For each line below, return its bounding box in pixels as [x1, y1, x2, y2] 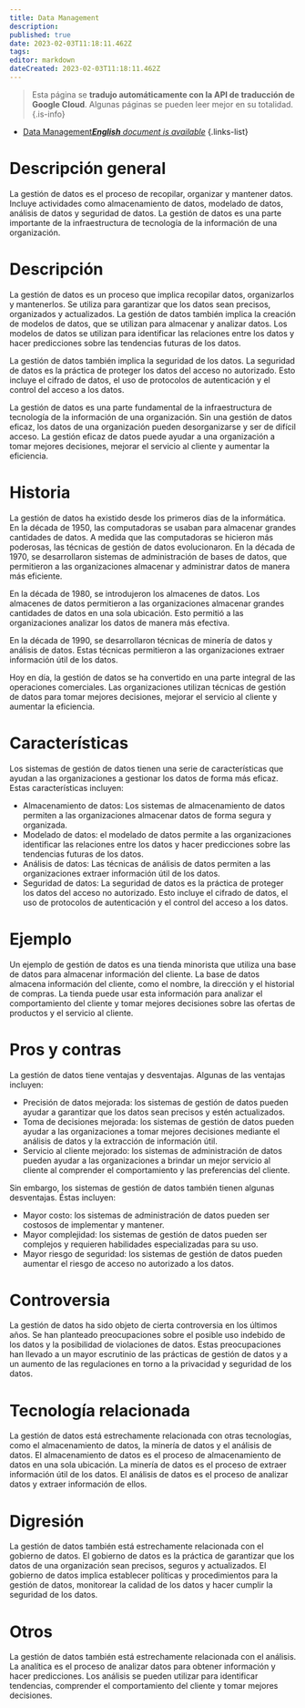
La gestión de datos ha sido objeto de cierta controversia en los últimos [9, 1320, 278, 1331]
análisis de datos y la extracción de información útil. [22, 1136, 219, 1147]
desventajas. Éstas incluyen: [9, 1191, 117, 1203]
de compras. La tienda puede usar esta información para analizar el [9, 988, 263, 999]
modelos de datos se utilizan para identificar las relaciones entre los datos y [9, 327, 295, 338]
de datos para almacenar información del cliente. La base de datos [9, 968, 260, 980]
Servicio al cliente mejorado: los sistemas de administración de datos [22, 1145, 282, 1156]
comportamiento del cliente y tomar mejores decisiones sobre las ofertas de [9, 997, 296, 1008]
